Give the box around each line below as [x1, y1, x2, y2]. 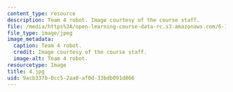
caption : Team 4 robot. [13, 42, 82, 49]
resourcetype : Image [7, 62, 67, 68]
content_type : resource [7, 10, 76, 17]
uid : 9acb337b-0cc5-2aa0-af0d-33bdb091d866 [7, 74, 135, 82]
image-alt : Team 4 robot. [13, 55, 89, 62]
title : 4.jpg [7, 68, 45, 75]
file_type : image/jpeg [7, 29, 73, 37]
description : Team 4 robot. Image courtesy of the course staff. [7, 17, 200, 24]
